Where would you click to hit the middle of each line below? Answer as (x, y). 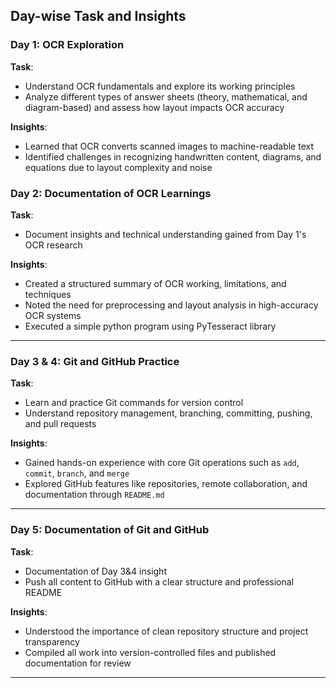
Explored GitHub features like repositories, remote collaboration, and (166, 484)
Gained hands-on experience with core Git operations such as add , (162, 463)
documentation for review (78, 663)
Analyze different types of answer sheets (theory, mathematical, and (166, 96)
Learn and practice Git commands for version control (134, 403)
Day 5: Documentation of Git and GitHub (110, 530)
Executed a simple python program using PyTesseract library (150, 326)
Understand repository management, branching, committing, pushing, (168, 413)
